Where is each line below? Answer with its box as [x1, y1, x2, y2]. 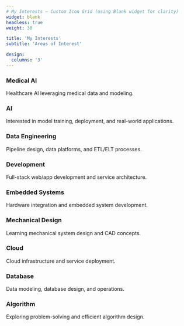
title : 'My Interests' [6, 36, 61, 42]
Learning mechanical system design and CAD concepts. [6, 229, 141, 236]
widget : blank [6, 14, 41, 20]
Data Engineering [6, 133, 57, 141]
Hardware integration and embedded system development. [6, 202, 148, 209]
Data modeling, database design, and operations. [6, 286, 124, 293]
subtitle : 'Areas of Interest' [6, 41, 82, 47]
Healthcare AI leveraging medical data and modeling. [6, 90, 134, 97]
